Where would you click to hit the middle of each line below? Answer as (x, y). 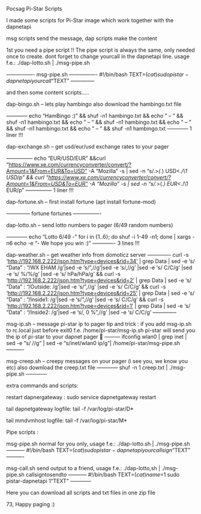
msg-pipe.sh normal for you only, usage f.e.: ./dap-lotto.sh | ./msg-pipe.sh (98, 444)
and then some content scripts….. (48, 92)
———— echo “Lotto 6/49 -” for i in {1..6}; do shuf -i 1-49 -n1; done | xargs (98, 237)
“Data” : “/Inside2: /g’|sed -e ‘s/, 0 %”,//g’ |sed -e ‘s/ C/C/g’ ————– (91, 312)
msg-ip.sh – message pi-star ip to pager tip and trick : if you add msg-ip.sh (99, 324)
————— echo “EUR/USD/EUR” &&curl (56, 158)
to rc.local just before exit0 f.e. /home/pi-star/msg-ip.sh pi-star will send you (101, 330)
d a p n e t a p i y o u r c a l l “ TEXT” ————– (50, 81)
